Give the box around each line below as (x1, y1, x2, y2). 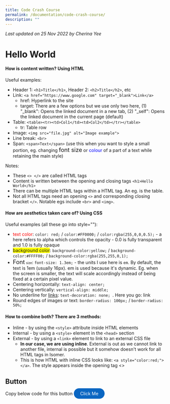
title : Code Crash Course (5, 7, 60, 13)
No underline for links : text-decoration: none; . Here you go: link (12, 292, 151, 298)
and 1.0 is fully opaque (12, 242, 60, 248)
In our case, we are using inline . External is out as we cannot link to (20, 341, 162, 347)
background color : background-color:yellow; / (12, 247, 110, 253)
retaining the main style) (12, 153, 63, 159)
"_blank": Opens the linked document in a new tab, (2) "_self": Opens (20, 108, 165, 114)
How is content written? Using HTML (5, 65, 85, 71)
